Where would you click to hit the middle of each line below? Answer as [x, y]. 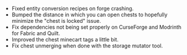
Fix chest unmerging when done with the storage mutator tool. [87, 46]
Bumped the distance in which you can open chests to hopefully [89, 15]
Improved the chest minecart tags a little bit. [65, 39]
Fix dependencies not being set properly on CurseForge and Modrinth [96, 27]
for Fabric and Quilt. [36, 33]
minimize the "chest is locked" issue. [56, 21]
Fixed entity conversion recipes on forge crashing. [73, 8]
